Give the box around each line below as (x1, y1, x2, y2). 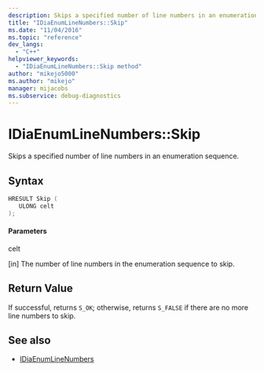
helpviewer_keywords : (8, 56, 79, 64)
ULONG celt (18, 202, 55, 210)
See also (8, 334, 51, 347)
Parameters (8, 227, 47, 236)
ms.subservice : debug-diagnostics (8, 92, 122, 100)
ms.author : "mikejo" (8, 77, 76, 85)
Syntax (8, 174, 44, 187)
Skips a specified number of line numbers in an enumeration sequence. (8, 151, 240, 161)
